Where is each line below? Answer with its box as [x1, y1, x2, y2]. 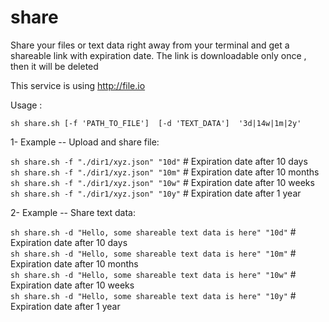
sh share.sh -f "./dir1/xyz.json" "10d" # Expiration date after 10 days [10, 155, 308, 167]
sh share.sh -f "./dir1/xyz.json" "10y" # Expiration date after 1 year [10, 187, 302, 199]
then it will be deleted [10, 60, 99, 72]
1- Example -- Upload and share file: [10, 136, 160, 148]
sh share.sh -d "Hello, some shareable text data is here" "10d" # [10, 226, 297, 238]
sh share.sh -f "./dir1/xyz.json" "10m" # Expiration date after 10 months [10, 166, 320, 178]
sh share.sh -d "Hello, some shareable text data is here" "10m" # [10, 247, 297, 259]
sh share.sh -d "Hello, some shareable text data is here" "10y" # [10, 289, 297, 301]
